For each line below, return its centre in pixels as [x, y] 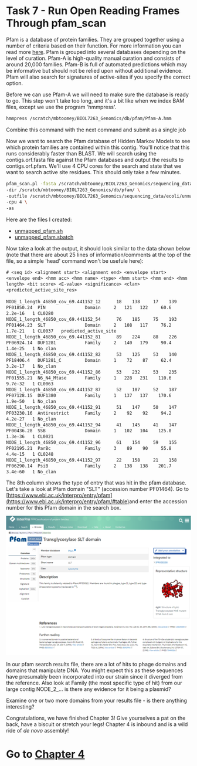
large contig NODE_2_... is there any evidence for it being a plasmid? [89, 689]
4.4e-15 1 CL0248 [30, 455]
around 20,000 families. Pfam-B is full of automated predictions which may [97, 64]
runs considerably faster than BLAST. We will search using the [81, 153]
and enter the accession [158, 501]
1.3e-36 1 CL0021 [30, 437]
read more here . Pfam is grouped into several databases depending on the [96, 52]
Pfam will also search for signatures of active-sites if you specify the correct [98, 77]
